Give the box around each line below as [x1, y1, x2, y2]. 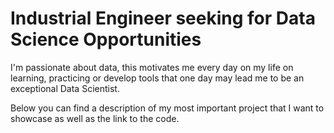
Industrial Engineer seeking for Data [10, 7, 316, 30]
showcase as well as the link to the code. [10, 112, 180, 124]
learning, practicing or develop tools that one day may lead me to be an [10, 72, 305, 84]
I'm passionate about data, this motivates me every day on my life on [10, 61, 294, 73]
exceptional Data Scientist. [10, 82, 120, 94]
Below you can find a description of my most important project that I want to [10, 102, 325, 114]
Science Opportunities [10, 28, 202, 51]
